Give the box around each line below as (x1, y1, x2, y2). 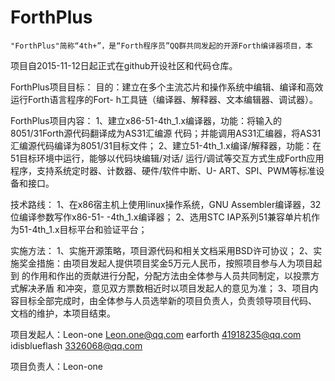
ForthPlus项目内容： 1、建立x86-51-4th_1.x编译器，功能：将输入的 (10, 114, 283, 126)
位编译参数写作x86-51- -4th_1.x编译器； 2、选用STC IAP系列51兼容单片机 (10, 211, 312, 223)
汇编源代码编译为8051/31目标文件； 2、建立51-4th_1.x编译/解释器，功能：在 (10, 139, 322, 151)
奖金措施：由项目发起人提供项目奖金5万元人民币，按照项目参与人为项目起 (18, 257, 323, 269)
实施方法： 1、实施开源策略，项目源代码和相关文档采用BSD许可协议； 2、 (10, 244, 314, 256)
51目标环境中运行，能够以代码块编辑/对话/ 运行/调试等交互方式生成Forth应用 (10, 152, 325, 164)
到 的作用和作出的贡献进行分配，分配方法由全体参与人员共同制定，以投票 (10, 269, 311, 281)
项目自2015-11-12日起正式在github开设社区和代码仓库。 (10, 59, 238, 71)
